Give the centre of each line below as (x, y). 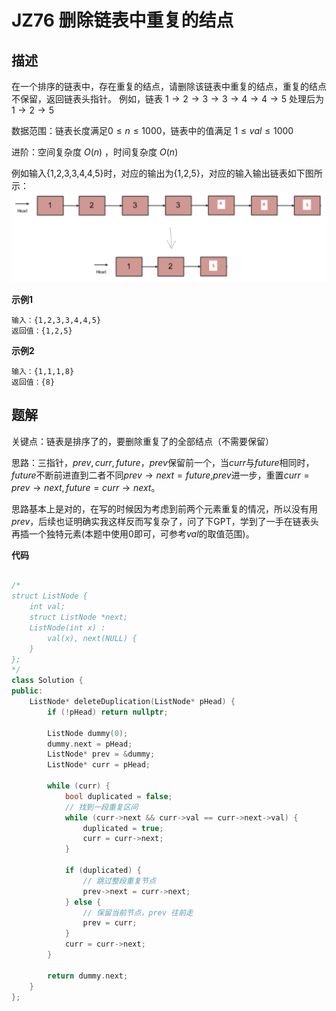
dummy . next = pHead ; (90, 744)
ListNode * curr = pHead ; (99, 765)
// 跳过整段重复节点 (119, 881)
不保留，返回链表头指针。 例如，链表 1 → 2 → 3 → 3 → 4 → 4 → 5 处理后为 (167, 99)
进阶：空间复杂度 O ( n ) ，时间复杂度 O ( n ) (95, 152)
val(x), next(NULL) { (92, 638)
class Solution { (47, 681)
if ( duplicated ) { (103, 871)
